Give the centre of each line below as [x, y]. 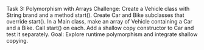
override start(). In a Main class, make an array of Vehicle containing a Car [100, 21]
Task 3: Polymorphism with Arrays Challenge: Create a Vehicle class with [98, 9]
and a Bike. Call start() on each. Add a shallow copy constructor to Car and [100, 28]
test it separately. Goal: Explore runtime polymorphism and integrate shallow [102, 34]
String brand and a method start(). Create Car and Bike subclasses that [95, 15]
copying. [17, 41]
